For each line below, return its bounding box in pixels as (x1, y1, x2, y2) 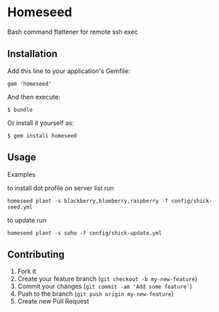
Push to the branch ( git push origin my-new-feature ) (17, 289, 174, 298)
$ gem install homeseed (7, 132, 77, 139)
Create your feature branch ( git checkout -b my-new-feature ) (17, 275, 198, 283)
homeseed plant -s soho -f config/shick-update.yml (7, 230, 162, 237)
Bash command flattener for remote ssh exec (7, 27, 139, 36)
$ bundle (7, 106, 33, 113)
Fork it (17, 267, 37, 275)
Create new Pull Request (17, 297, 89, 306)
